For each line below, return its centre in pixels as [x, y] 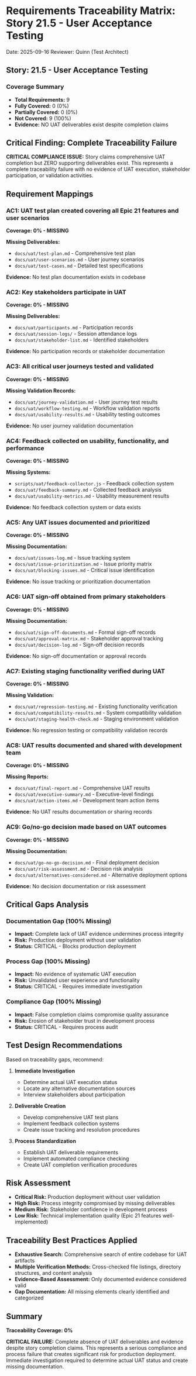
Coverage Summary [35, 87]
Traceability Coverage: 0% [39, 1330]
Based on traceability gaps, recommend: [55, 1059]
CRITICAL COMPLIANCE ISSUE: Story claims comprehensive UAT [86, 157]
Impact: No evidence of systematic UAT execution [75, 974]
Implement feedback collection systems [71, 1123]
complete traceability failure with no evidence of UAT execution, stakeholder [98, 169]
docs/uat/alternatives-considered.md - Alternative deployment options [101, 875]
